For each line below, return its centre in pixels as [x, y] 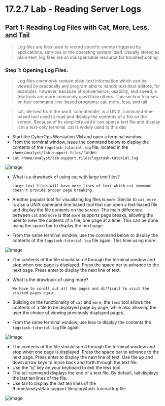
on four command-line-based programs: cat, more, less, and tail [82, 102]
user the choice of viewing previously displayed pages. [68, 313]
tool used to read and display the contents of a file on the [89, 117]
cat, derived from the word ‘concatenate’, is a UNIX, [69, 112]
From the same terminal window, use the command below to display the [85, 235]
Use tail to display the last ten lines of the [54, 383]
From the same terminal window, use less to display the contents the [82, 323]
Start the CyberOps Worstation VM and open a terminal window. [77, 137]
